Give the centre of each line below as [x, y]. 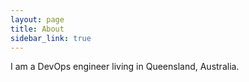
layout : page [37, 19]
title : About [37, 29]
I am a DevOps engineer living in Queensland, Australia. [125, 67]
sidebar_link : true [51, 38]
